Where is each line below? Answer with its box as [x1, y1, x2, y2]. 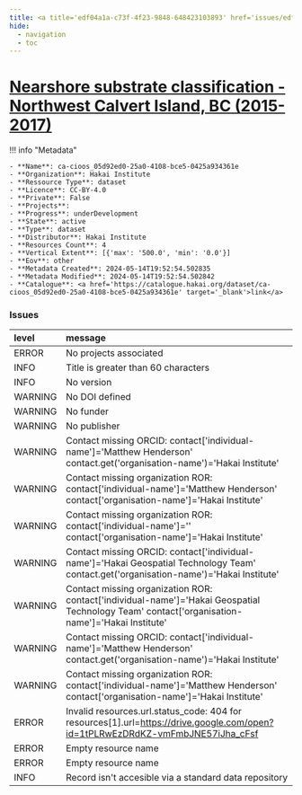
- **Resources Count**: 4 [9, 241, 106, 250]
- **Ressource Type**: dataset [9, 178, 127, 187]
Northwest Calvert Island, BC [9, 96, 232, 117]
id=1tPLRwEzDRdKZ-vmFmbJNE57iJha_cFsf [66, 728, 259, 740]
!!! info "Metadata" [9, 145, 78, 155]
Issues [9, 309, 40, 322]
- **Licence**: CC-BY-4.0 [9, 186, 106, 195]
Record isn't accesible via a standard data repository [66, 772, 289, 784]
